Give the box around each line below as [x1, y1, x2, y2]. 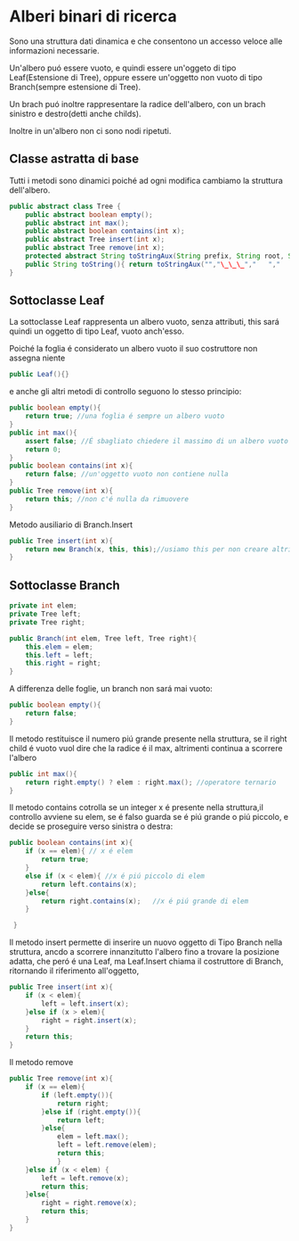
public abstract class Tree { [9, 202, 122, 211]
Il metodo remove [9, 1057, 74, 1068]
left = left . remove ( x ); [41, 1173, 129, 1183]
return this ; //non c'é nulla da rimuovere [25, 494, 190, 503]
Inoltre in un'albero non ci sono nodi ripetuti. [9, 125, 172, 136]
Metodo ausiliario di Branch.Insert [9, 519, 133, 530]
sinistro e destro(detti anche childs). [9, 108, 141, 119]
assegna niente [9, 352, 66, 363]
